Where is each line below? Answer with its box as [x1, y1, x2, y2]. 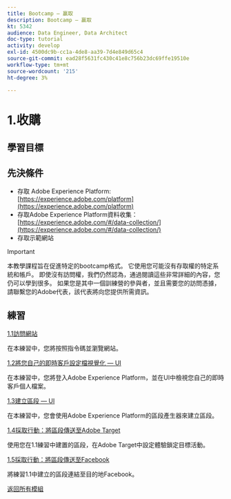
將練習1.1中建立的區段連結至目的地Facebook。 [7, 470, 139, 478]
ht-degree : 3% [7, 74, 48, 81]
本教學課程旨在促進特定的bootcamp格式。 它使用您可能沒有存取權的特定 [7, 262, 213, 270]
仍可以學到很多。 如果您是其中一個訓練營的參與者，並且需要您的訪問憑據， [7, 279, 221, 287]
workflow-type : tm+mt [7, 61, 70, 68]
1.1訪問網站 [7, 329, 38, 337]
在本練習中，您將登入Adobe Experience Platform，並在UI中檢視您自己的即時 [7, 373, 224, 382]
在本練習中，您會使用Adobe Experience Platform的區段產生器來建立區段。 [7, 411, 219, 420]
